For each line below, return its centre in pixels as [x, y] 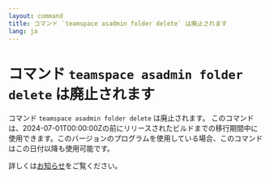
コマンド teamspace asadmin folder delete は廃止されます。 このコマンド [131, 118]
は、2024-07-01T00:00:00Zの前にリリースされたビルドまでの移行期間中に [133, 128]
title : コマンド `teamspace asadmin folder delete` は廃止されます [118, 24]
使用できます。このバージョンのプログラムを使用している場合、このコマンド [136, 138]
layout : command [36, 16]
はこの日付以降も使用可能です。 [62, 149]
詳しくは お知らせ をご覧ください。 [65, 166]
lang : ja [23, 31]
